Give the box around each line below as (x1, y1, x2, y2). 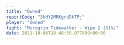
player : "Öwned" (6, 19, 46, 25)
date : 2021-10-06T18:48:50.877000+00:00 (6, 30, 106, 36)
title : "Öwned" (6, 8, 43, 15)
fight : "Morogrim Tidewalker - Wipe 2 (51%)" (6, 25, 119, 31)
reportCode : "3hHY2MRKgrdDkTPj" (6, 14, 85, 20)
